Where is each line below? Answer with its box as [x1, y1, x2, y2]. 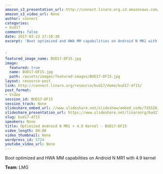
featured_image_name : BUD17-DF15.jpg [5, 56, 81, 61]
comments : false [5, 30, 38, 34]
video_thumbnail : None [5, 133, 51, 138]
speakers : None [5, 119, 36, 124]
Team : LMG [5, 164, 29, 170]
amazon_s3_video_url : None [5, 12, 60, 16]
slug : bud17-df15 [5, 115, 40, 120]
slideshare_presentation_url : [5, 110, 66, 115]
